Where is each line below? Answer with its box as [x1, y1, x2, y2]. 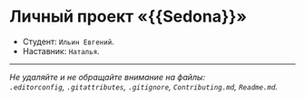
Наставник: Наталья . [22, 45, 100, 56]
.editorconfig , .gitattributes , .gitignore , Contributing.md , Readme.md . [9, 81, 279, 92]
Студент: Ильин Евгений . [22, 36, 115, 47]
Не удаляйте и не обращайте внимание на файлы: [9, 71, 206, 82]
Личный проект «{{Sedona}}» [9, 6, 248, 27]
